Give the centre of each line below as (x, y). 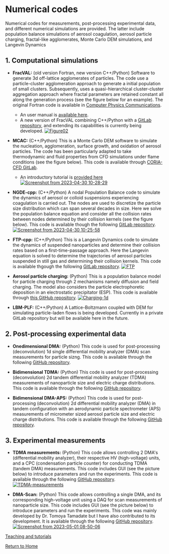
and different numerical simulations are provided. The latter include (75, 28)
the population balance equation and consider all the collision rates (82, 213)
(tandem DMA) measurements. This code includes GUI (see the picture (86, 469)
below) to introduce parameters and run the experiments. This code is (85, 474)
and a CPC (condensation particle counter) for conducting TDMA (80, 463)
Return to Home (22, 546)
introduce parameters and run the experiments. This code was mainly (84, 511)
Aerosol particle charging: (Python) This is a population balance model (87, 276)
